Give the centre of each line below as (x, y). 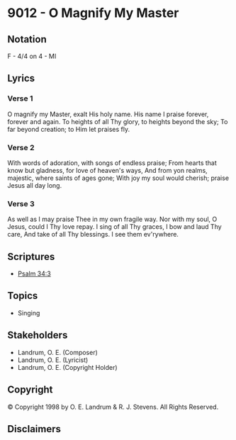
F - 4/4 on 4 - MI (32, 56)
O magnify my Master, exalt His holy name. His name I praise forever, (108, 114)
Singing (29, 312)
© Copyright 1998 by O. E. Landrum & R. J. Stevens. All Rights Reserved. (113, 407)
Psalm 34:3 (34, 273)
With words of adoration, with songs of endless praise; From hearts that (112, 163)
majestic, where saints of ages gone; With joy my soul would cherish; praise (118, 178)
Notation (27, 39)
